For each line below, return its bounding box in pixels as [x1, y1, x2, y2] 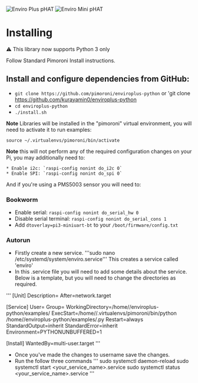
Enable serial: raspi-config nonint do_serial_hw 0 [14, 209, 139, 216]
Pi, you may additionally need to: [6, 154, 85, 161]
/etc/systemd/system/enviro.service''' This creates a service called [14, 256, 179, 263]
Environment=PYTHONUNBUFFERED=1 [6, 328, 102, 335]
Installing [6, 26, 53, 39]
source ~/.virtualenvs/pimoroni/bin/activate [6, 137, 120, 144]
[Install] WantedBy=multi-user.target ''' [6, 340, 101, 347]
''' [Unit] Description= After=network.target [6, 292, 111, 299]
